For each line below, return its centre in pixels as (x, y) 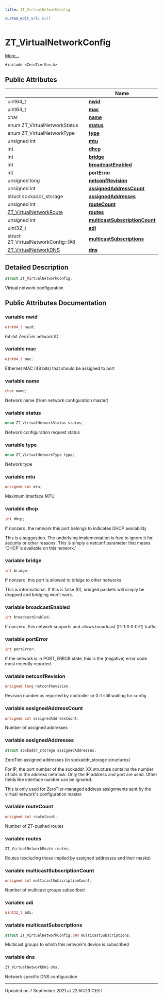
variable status (23, 413)
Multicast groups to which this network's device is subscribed (67, 944)
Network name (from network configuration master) (57, 400)
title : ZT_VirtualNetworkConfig (38, 9)
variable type (21, 445)
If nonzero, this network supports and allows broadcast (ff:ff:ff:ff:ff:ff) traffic (81, 626)
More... (12, 56)
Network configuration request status (42, 432)
